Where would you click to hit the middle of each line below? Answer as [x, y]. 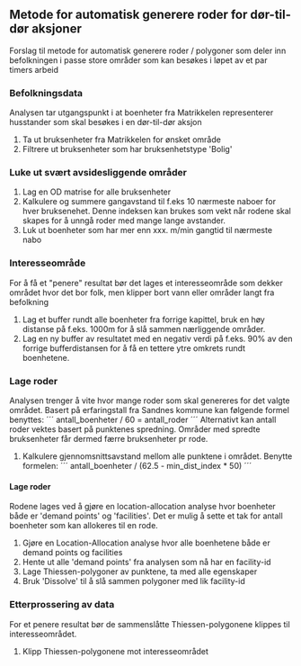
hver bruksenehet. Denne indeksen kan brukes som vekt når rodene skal [157, 211]
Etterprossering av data [62, 605]
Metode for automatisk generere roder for [128, 15]
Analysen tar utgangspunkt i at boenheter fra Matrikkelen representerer [142, 112]
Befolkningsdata [46, 93]
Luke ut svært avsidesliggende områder [98, 173]
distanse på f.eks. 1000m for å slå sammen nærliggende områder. [144, 328]
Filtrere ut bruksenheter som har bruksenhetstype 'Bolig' [127, 149]
